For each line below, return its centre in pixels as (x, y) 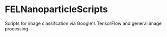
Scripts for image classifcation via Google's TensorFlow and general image (83, 23)
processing (17, 28)
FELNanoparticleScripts (56, 9)
